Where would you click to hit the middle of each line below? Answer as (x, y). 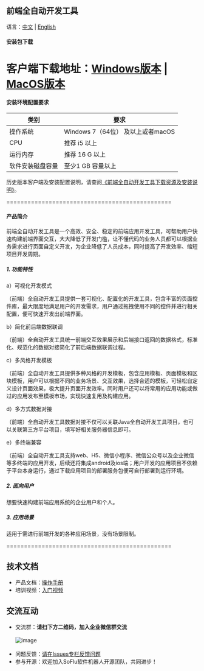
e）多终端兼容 (24, 442)
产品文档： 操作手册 (39, 582)
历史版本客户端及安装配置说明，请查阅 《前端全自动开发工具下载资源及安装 (99, 182)
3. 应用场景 (20, 517)
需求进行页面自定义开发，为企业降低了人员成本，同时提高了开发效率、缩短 (104, 246)
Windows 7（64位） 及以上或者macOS (120, 132)
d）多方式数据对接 (29, 409)
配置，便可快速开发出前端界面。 (46, 314)
